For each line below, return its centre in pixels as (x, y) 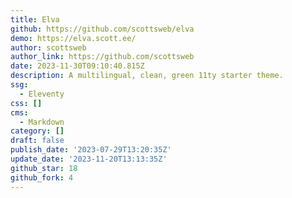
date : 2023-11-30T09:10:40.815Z (77, 66)
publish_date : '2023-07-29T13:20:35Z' (91, 150)
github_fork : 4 (42, 177)
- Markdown (42, 122)
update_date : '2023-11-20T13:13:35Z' (89, 159)
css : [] (26, 103)
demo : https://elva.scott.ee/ (73, 38)
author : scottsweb (48, 47)
